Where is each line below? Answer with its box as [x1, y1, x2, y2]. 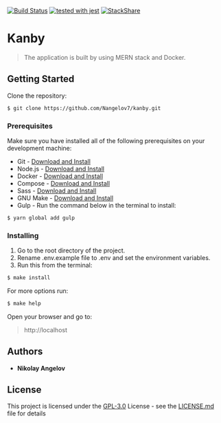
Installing [7, 230, 39, 240]
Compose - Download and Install [16, 179, 110, 187]
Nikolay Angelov [16, 364, 65, 372]
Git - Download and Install [16, 157, 91, 165]
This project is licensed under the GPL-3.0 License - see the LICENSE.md [7, 402, 215, 411]
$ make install [7, 274, 51, 281]
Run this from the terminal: [16, 261, 93, 270]
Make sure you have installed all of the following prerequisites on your [7, 136, 205, 144]
